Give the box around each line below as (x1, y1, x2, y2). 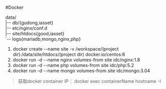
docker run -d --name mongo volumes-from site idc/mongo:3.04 (12, 68, 151, 74)
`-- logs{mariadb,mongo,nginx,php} (5, 36, 81, 42)
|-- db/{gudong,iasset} (5, 20, 53, 26)
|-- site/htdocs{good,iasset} (5, 31, 65, 36)
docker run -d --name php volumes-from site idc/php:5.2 (12, 62, 134, 68)
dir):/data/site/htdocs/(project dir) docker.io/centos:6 (12, 51, 125, 57)
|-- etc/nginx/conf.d (5, 25, 47, 31)
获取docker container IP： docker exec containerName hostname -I (17, 78, 161, 84)
